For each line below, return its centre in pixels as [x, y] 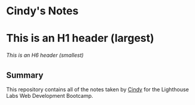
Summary [25, 75]
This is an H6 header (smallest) [45, 55]
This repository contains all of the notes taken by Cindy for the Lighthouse [98, 89]
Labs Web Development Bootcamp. [50, 96]
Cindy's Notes [42, 11]
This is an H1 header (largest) [80, 38]
